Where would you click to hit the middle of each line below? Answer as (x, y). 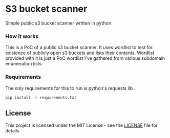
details (12, 131)
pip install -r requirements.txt (41, 98)
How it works (22, 36)
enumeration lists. (24, 64)
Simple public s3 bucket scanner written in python (58, 23)
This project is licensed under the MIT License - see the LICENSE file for (81, 125)
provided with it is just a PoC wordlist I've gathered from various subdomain (85, 58)
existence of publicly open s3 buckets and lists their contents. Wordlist (80, 53)
